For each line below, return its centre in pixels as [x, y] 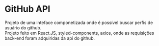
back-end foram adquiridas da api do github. [50, 38]
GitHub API [27, 9]
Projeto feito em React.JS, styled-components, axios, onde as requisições [79, 33]
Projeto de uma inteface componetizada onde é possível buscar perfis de [79, 23]
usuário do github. [23, 27]
